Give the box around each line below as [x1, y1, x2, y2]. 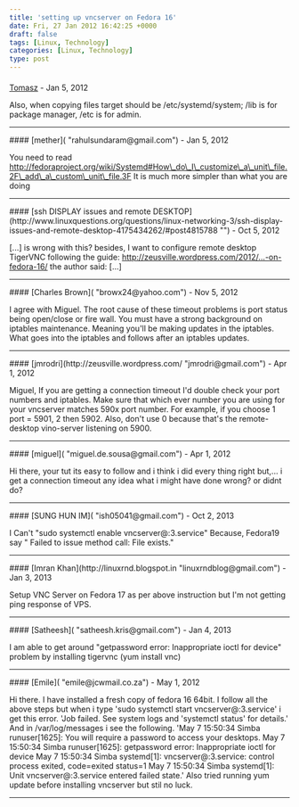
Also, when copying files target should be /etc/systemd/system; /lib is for [9, 99, 278, 110]
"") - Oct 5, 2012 [219, 225, 280, 235]
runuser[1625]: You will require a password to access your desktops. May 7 [9, 732, 286, 743]
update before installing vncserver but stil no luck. [9, 779, 193, 790]
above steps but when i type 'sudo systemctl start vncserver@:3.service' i [9, 704, 282, 714]
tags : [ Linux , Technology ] [9, 37, 109, 47]
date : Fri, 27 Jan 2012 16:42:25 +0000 [9, 21, 158, 30]
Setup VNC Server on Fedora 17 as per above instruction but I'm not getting [9, 589, 287, 600]
